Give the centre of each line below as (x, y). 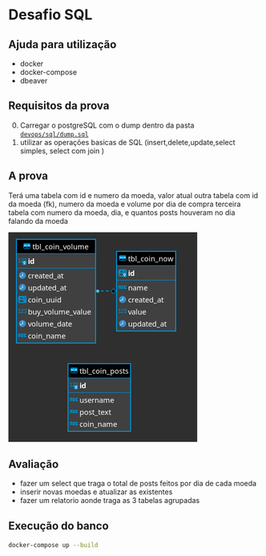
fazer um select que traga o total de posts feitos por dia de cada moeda (138, 484)
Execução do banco (59, 526)
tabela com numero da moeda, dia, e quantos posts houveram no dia (122, 212)
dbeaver (34, 81)
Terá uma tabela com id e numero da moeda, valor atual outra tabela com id (133, 195)
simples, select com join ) (62, 151)
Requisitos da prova (59, 106)
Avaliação (34, 464)
